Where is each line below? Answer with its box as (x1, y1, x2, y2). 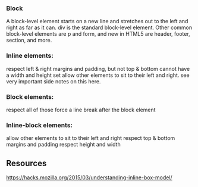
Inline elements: (6, 52, 54, 60)
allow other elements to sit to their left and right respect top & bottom (6, 135, 175, 142)
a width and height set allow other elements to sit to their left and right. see (6, 71, 190, 79)
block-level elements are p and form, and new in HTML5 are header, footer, (6, 30, 190, 38)
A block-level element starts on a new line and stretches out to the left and (6, 18, 188, 25)
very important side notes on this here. (6, 77, 101, 85)
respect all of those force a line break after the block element (6, 106, 156, 113)
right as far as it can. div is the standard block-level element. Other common (6, 24, 193, 31)
